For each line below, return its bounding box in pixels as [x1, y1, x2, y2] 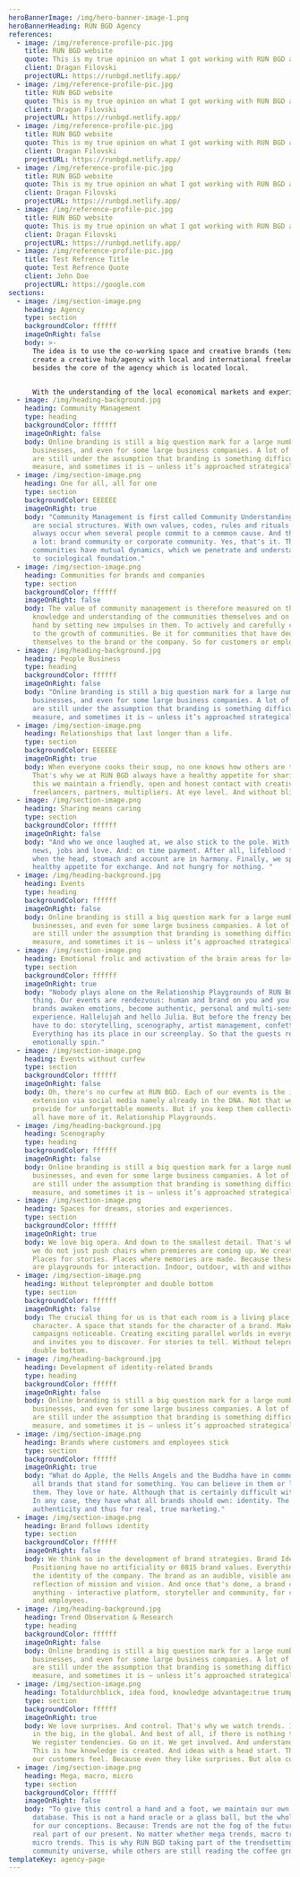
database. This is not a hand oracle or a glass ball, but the [31, 1813, 274, 1822]
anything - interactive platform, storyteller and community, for [31, 1588, 286, 1597]
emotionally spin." [31, 1038, 105, 1047]
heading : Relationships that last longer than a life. [24, 729, 234, 738]
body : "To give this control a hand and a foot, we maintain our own [24, 1804, 290, 1814]
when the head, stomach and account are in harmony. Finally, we [31, 854, 281, 864]
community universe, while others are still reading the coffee [31, 1847, 278, 1855]
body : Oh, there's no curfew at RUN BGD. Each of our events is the [24, 1088, 286, 1097]
